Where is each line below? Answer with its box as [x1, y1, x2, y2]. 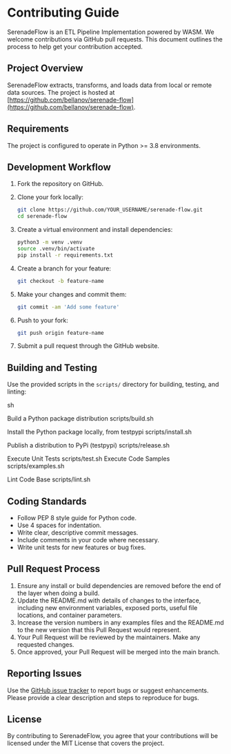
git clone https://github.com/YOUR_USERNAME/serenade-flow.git [17, 206, 203, 214]
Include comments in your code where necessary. [17, 536, 160, 544]
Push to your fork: [17, 316, 69, 324]
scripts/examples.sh [7, 462, 65, 470]
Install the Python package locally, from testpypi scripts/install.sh [7, 427, 192, 436]
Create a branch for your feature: [17, 264, 112, 273]
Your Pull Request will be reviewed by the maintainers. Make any [17, 633, 201, 641]
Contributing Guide [7, 5, 119, 21]
